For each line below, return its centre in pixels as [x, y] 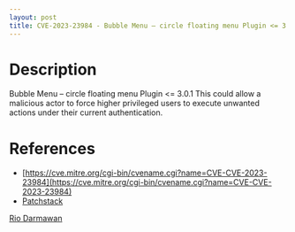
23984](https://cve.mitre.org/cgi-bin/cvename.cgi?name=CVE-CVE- [147, 182]
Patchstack [42, 201]
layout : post [33, 17]
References [52, 148]
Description [53, 70]
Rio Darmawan [36, 219]
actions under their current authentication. [86, 112]
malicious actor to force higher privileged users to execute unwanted [135, 104]
